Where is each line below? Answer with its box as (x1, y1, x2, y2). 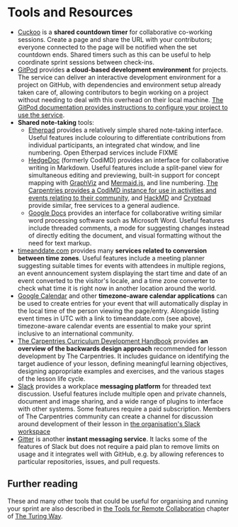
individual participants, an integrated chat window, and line (28, 140, 200, 149)
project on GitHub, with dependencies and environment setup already (17, 80, 222, 89)
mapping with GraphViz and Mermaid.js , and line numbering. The (28, 178, 218, 187)
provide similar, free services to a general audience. (28, 201, 180, 209)
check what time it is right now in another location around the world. (17, 284, 217, 292)
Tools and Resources (7, 4, 133, 21)
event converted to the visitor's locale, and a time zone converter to (17, 276, 216, 284)
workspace (17, 427, 51, 436)
